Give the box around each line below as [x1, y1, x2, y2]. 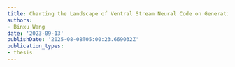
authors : [7, 17, 33, 24]
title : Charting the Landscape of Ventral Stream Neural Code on [7, 10, 201, 17]
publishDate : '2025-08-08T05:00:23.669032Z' [7, 36, 139, 43]
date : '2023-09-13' [7, 29, 64, 37]
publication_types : [7, 43, 64, 50]
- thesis [7, 50, 33, 57]
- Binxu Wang [7, 23, 45, 30]
